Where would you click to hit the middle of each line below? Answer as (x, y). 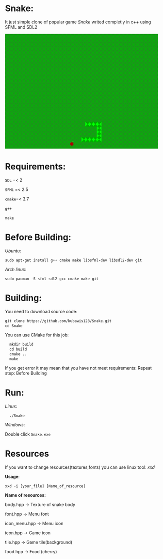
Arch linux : (16, 269)
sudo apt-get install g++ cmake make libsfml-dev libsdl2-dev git (73, 260)
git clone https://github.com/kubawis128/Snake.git (58, 321)
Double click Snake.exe (28, 434)
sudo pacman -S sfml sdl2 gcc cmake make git (52, 279)
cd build (18, 349)
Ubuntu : (13, 251)
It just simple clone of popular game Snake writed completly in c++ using (78, 22)
